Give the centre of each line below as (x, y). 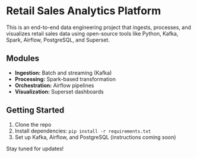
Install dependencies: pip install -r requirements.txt (83, 131)
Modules (23, 58)
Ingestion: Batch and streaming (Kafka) (63, 73)
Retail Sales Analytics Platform (84, 11)
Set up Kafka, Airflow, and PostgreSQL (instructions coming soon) (95, 137)
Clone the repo (33, 124)
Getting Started (35, 110)
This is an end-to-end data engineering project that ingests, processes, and (99, 27)
